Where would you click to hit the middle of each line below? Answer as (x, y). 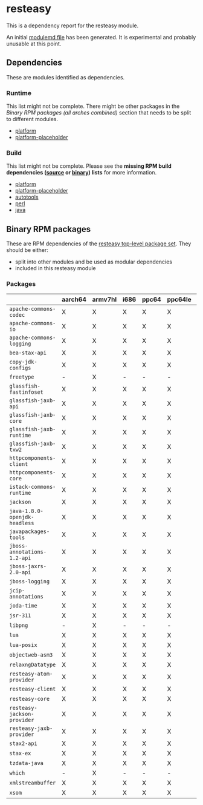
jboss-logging (30, 581)
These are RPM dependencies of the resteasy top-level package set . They (99, 243)
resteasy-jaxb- (31, 728)
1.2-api (20, 558)
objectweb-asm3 (31, 655)
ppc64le (179, 300)
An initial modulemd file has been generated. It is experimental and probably (101, 37)
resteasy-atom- (31, 674)
